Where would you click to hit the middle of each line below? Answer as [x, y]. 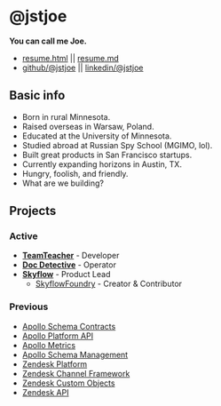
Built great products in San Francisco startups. [107, 155]
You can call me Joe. [48, 41]
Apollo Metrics [49, 345]
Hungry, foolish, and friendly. [75, 173]
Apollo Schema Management [75, 354]
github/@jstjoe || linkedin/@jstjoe [83, 68]
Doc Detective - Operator [69, 265]
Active [24, 236]
